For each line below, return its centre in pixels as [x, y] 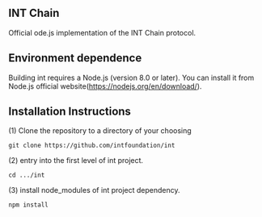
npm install [28, 205]
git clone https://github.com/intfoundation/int [92, 146]
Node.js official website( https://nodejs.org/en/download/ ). [105, 86]
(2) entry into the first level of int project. [76, 161]
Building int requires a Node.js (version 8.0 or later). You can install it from [131, 77]
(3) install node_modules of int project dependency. [94, 190]
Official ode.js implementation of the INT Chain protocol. [102, 32]
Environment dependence [75, 58]
